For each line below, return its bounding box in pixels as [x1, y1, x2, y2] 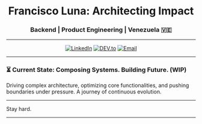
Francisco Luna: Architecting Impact [8, 4, 194, 18]
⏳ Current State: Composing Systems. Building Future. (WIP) [6, 66, 187, 74]
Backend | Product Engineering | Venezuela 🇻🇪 [29, 26, 173, 34]
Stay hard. [6, 105, 32, 112]
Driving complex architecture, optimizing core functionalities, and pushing [6, 81, 189, 89]
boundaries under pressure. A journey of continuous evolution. [6, 88, 162, 95]
